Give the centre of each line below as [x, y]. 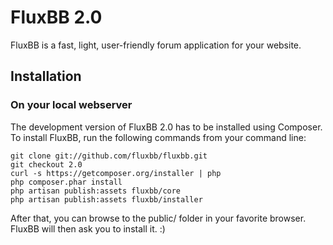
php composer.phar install [66, 182]
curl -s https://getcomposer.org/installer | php [116, 173]
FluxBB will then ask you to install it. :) [88, 228]
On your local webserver [71, 105]
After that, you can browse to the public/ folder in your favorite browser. [158, 218]
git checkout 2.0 [46, 164]
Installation [46, 76]
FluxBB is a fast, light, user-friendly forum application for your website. [156, 45]
